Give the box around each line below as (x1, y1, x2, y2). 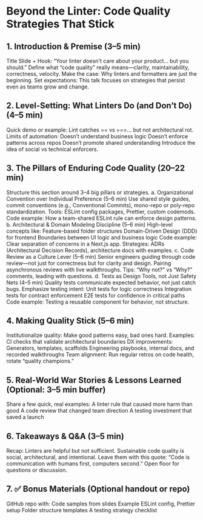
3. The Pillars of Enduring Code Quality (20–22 (6, 163, 185, 173)
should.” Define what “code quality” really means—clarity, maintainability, (6, 64, 190, 71)
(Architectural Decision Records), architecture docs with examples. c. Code (6, 247, 195, 254)
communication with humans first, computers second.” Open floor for (6, 460, 180, 467)
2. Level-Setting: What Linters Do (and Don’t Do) (6, 101, 192, 111)
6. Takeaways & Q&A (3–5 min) (6, 431, 124, 441)
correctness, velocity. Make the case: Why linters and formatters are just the (6, 70, 198, 77)
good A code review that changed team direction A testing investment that (6, 407, 192, 415)
